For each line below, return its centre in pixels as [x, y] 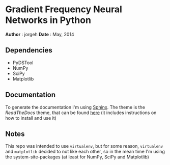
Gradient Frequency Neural [64, 9]
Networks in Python [48, 20]
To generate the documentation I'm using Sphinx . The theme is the [75, 107]
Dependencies [29, 50]
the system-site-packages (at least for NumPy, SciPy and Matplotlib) [77, 157]
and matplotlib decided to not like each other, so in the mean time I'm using [85, 152]
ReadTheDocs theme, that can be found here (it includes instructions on [81, 113]
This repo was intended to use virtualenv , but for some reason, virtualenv [84, 146]
